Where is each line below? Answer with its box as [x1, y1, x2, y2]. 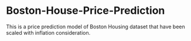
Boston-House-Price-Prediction [6, 4, 165, 17]
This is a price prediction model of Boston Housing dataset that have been [6, 23, 186, 30]
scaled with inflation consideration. [6, 29, 91, 36]
